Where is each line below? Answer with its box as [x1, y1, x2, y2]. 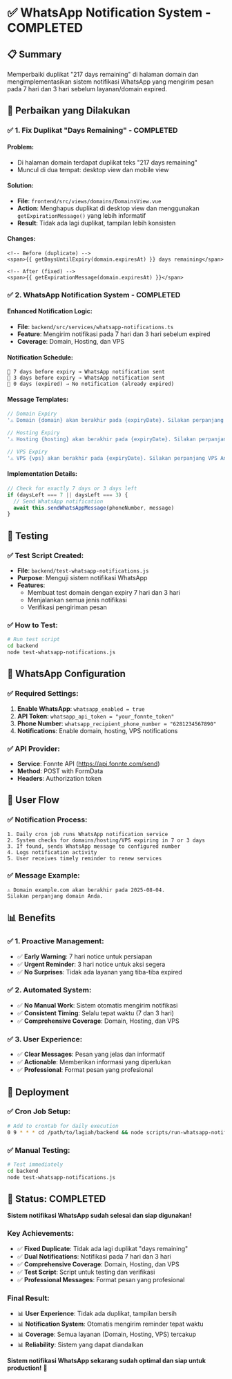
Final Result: [7, 1293, 50, 1303]
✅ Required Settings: [7, 689, 79, 698]
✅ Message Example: [7, 871, 81, 880]
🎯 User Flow [7, 794, 60, 806]
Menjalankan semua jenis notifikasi [27, 595, 128, 604]
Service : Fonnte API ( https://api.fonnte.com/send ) [17, 759, 160, 768]
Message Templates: [7, 395, 69, 403]
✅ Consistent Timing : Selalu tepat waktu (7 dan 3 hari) [17, 1008, 175, 1017]
